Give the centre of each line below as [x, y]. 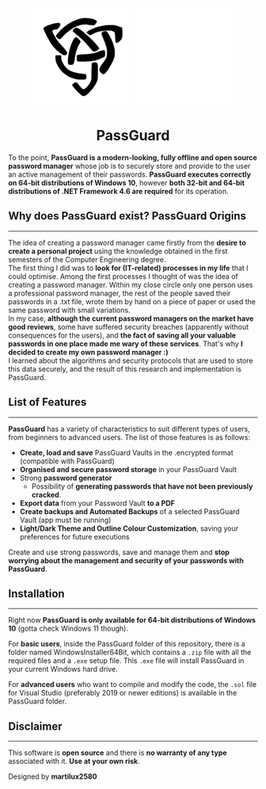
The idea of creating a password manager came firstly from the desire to [127, 242]
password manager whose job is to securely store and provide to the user [129, 166]
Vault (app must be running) [65, 520]
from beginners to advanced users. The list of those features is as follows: [129, 437]
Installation [36, 594]
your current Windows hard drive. [63, 669]
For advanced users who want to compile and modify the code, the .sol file [133, 684]
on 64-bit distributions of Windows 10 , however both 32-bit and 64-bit [127, 182]
